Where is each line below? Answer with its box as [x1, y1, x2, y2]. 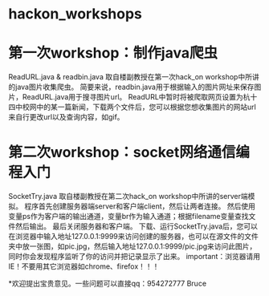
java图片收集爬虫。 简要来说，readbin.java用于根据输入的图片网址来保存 [14, 82, 255, 92]
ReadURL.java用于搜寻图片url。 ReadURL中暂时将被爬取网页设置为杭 [22, 92, 251, 102]
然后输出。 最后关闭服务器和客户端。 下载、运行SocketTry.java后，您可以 [14, 221, 259, 231]
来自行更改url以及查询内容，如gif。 [8, 112, 124, 122]
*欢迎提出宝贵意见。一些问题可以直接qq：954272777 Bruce [8, 278, 207, 289]
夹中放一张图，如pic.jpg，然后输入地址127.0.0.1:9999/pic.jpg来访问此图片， [8, 241, 257, 251]
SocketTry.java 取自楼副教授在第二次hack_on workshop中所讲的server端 [8, 192, 248, 201]
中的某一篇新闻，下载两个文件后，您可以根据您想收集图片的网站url [35, 102, 257, 112]
